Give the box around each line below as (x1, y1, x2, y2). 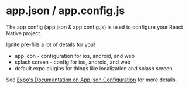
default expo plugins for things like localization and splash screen (14, 64, 173, 71)
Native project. (6, 29, 42, 36)
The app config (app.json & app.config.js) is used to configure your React (6, 23, 183, 30)
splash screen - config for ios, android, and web (14, 59, 130, 66)
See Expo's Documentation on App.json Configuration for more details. (6, 76, 177, 83)
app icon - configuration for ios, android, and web (14, 52, 135, 59)
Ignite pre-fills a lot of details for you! (6, 41, 95, 48)
